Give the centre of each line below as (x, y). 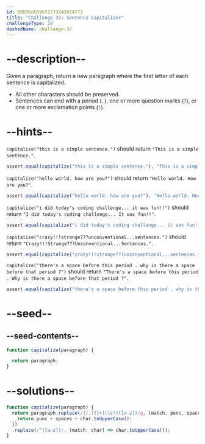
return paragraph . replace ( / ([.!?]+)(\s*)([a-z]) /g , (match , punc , (98, 413)
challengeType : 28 (30, 23)
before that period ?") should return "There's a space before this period (103, 271)
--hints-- (30, 132)
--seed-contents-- (43, 336)
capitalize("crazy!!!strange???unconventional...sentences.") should (96, 237)
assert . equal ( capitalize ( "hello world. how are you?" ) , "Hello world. (98, 196)
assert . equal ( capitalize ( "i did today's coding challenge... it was (95, 225)
